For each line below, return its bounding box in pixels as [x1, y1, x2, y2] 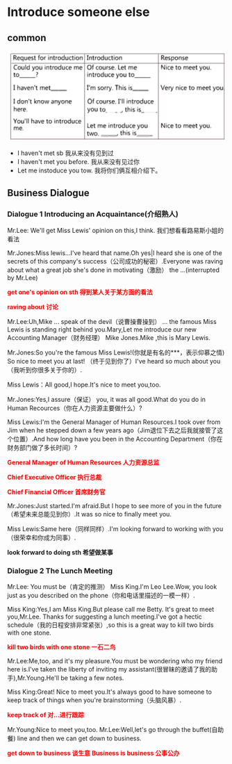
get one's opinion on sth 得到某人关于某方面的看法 [7, 288, 153, 296]
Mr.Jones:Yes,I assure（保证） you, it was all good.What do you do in [7, 395, 206, 403]
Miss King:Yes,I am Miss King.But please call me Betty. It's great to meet [7, 605, 215, 614]
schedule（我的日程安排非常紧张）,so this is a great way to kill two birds [7, 621, 214, 629]
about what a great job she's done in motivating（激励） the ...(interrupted [7, 266, 220, 274]
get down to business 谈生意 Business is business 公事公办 [7, 749, 180, 758]
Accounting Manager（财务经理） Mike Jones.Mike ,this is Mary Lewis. [7, 333, 210, 341]
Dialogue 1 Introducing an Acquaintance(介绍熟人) [7, 209, 179, 219]
